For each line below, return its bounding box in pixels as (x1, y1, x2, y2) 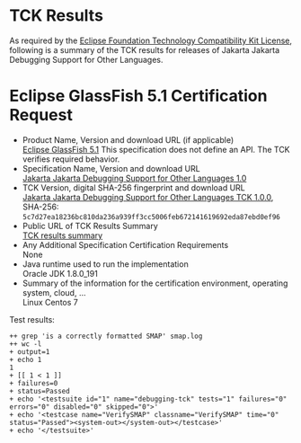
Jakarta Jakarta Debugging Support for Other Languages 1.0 (22, 173, 247, 183)
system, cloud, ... (22, 287, 86, 297)
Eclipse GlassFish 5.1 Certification (9, 86, 268, 106)
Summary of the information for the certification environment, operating (22, 278, 288, 288)
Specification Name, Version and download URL (22, 163, 200, 173)
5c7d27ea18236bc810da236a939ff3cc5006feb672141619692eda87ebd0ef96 (22, 212, 280, 221)
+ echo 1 (9, 355, 42, 364)
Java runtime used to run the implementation (22, 258, 189, 270)
